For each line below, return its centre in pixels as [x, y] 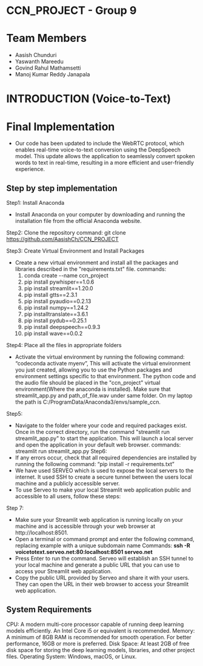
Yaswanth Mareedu [39, 62]
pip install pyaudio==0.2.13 [58, 301]
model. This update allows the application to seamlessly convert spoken [105, 156]
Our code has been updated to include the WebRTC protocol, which [100, 144]
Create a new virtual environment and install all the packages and [97, 263]
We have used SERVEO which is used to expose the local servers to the [104, 471]
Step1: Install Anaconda [35, 203]
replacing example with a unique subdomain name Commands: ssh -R [103, 545]
